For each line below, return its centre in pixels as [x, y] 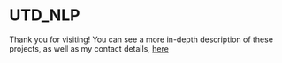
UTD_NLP [45, 15]
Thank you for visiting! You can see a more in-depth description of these [141, 39]
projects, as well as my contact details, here [89, 48]
